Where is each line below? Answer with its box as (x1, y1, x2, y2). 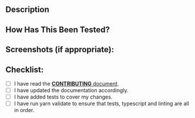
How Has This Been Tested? (5, 25, 110, 35)
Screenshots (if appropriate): (5, 45, 115, 55)
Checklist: (5, 65, 44, 75)
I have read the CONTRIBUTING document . (14, 80, 119, 87)
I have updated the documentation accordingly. (14, 87, 129, 94)
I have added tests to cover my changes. (14, 93, 113, 100)
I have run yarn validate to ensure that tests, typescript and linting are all (14, 100, 189, 107)
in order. (14, 107, 35, 114)
